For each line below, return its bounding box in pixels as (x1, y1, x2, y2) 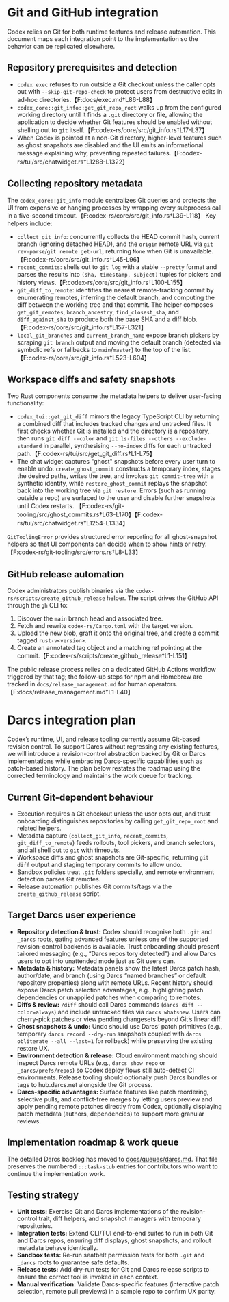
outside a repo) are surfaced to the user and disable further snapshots (16, 494, 215, 502)
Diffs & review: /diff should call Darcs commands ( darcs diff (16, 1000, 194, 1008)
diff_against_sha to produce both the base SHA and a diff (16, 315, 182, 323)
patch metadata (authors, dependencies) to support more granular (16, 1110, 205, 1118)
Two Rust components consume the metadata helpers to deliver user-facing (7, 392, 221, 400)
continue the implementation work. (7, 1169, 105, 1177)
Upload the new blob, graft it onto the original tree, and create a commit (16, 629, 219, 638)
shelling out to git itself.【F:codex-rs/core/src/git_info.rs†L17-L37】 (16, 125, 208, 134)
